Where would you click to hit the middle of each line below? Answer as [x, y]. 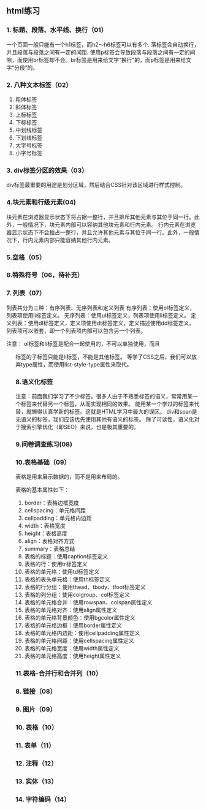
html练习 [23, 11]
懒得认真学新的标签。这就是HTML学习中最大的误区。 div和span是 [114, 412]
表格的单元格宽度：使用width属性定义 [72, 648]
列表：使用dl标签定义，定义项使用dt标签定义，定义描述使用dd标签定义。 [103, 323]
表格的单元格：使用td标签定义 [62, 572]
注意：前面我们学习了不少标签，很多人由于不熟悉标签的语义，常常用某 [104, 397]
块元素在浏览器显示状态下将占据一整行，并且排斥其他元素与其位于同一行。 [100, 217]
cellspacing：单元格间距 [55, 511]
